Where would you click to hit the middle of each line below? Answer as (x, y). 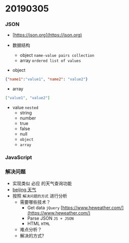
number (28, 118)
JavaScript (19, 157)
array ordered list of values (50, 61)
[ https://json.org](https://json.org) (47, 35)
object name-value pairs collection (57, 55)
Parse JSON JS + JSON (50, 218)
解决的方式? (32, 236)
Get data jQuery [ (45, 208)
